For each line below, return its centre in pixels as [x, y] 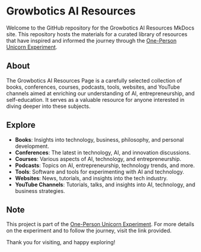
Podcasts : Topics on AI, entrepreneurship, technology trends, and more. [105, 165]
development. [32, 146]
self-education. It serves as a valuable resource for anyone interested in [95, 99]
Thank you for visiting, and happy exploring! [61, 242]
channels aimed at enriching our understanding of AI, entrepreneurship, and [100, 93]
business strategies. [40, 191]
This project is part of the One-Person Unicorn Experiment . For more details [100, 224]
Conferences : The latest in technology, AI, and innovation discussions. [103, 153]
